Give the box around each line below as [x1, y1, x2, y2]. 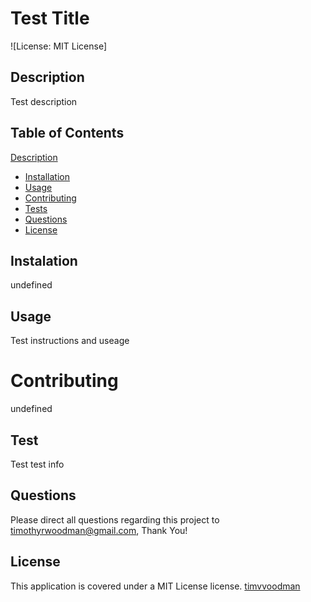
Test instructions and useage [10, 335, 130, 347]
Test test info [10, 458, 65, 470]
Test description [10, 95, 78, 107]
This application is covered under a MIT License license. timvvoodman [10, 580, 301, 592]
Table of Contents [10, 125, 125, 142]
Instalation [10, 252, 78, 269]
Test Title [10, 7, 90, 30]
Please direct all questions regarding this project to [10, 513, 220, 526]
